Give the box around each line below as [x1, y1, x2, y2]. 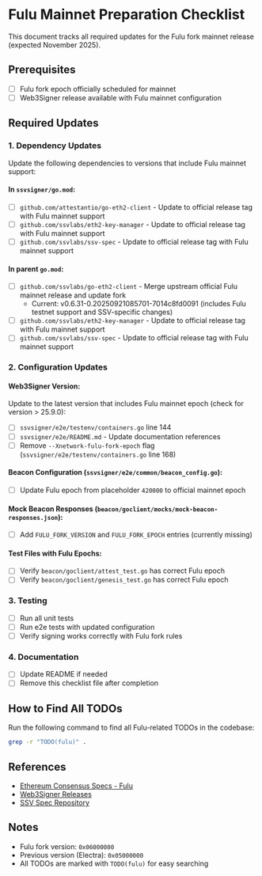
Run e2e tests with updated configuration [19, 622, 155, 631]
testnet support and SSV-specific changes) [31, 307, 173, 317]
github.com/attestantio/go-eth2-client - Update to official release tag [19, 202, 253, 211]
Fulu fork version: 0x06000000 [19, 841, 115, 851]
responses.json [8, 514, 59, 521]
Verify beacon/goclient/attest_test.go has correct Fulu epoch [19, 566, 226, 575]
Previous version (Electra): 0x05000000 [19, 850, 144, 859]
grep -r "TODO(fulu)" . [8, 738, 87, 746]
